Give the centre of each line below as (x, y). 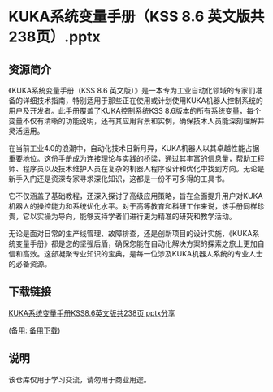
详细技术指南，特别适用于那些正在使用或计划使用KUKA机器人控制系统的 (143, 101)
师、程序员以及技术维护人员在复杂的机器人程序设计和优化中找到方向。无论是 (136, 168)
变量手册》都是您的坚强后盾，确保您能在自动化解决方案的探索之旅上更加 (136, 243)
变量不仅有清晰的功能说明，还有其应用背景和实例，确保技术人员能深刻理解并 (136, 121)
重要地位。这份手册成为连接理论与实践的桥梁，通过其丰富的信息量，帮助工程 (136, 158)
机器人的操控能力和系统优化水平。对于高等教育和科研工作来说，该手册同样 (133, 206)
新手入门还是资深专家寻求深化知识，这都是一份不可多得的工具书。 (119, 179)
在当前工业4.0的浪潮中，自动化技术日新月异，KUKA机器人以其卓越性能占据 (134, 148)
